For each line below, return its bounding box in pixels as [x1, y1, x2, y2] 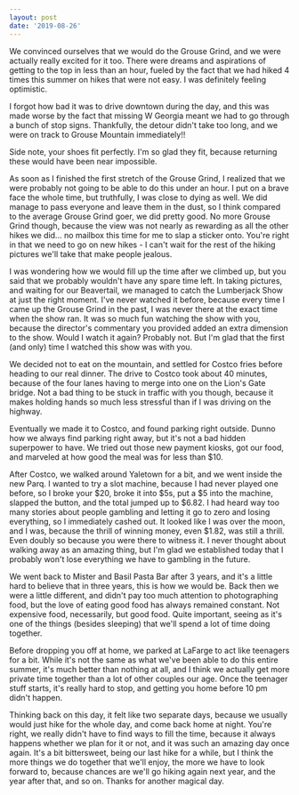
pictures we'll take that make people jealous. [9, 248, 173, 259]
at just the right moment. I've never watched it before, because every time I [9, 294, 285, 305]
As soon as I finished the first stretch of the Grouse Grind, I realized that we [9, 173, 287, 183]
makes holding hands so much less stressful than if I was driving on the [9, 397, 271, 407]
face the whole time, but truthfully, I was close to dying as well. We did [9, 192, 268, 203]
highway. [9, 406, 43, 416]
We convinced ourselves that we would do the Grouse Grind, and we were [9, 45, 282, 56]
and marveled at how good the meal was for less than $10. [9, 451, 224, 462]
